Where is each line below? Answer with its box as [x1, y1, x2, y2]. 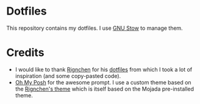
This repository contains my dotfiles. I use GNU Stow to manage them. [6, 24, 183, 32]
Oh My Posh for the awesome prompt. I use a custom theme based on [15, 78, 191, 86]
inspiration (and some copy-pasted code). [15, 72, 121, 80]
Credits [6, 46, 45, 60]
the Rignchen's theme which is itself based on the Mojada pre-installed [15, 85, 194, 92]
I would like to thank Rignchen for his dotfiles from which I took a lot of [15, 66, 193, 73]
